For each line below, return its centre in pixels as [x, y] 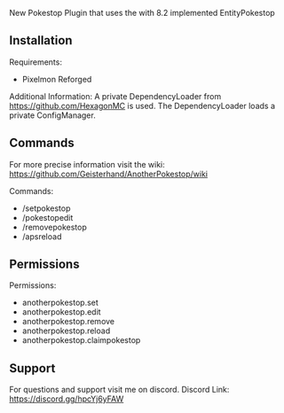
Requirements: [35, 62]
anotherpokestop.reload [66, 331]
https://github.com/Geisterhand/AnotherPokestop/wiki [109, 174]
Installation [41, 40]
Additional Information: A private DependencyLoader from [115, 96]
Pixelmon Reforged [57, 79]
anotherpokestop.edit [61, 312]
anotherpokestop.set [60, 303]
